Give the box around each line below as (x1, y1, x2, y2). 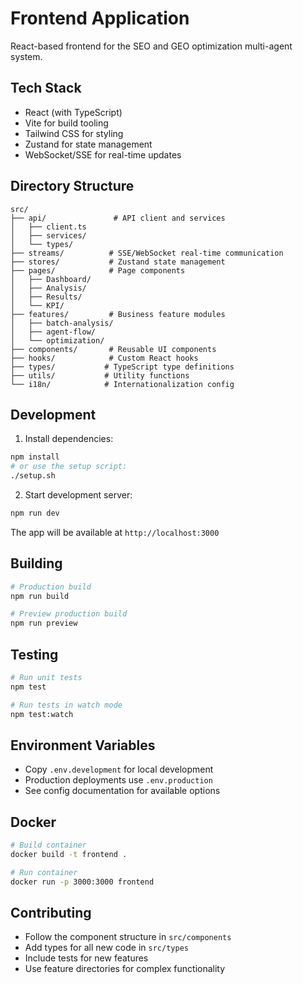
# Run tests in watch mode (10, 700, 123, 710)
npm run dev (10, 508, 60, 518)
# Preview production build (10, 609, 128, 619)
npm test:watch (10, 709, 74, 719)
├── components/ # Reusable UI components (10, 344, 217, 354)
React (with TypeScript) (24, 106, 123, 118)
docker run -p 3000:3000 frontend (10, 877, 155, 887)
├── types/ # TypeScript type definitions (10, 362, 235, 372)
